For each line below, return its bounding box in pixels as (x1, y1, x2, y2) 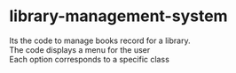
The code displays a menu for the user (9, 44, 151, 55)
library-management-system (9, 6, 228, 26)
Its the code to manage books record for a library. (9, 35, 191, 46)
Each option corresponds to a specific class (9, 54, 170, 64)
